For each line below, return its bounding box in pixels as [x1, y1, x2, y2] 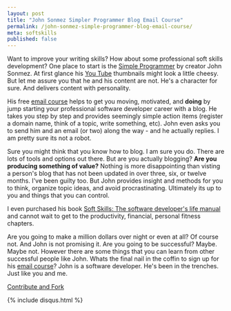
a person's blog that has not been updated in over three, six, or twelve [7, 170, 207, 178]
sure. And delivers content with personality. [7, 84, 131, 92]
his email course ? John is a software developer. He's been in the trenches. [7, 262, 219, 270]
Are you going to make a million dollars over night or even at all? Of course [7, 232, 219, 241]
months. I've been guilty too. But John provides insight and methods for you [7, 177, 223, 185]
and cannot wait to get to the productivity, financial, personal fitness [7, 212, 201, 221]
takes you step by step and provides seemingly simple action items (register [7, 112, 223, 121]
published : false [7, 36, 57, 43]
